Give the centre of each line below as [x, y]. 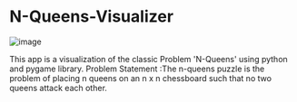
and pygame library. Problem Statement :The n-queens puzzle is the [137, 69]
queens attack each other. [58, 88]
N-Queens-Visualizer [92, 17]
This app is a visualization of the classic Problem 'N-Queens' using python [148, 59]
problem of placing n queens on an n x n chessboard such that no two [141, 78]
